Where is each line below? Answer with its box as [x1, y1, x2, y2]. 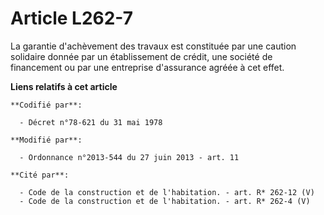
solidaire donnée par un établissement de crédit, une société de [10, 50, 273, 62]
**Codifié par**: [10, 100, 83, 110]
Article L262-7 [10, 7, 133, 30]
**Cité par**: [10, 170, 70, 180]
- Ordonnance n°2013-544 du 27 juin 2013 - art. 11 [19, 152, 240, 162]
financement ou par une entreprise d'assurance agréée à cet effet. [10, 61, 285, 73]
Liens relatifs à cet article [10, 80, 118, 92]
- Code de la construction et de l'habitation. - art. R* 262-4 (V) [19, 196, 311, 206]
